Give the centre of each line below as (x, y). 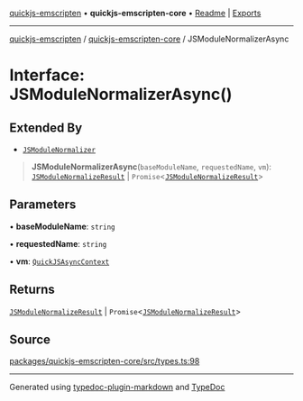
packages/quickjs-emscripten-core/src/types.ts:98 (105, 361)
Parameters (43, 205)
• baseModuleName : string (62, 226)
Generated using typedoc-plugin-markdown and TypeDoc (117, 387)
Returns (32, 290)
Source (30, 340)
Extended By (46, 128)
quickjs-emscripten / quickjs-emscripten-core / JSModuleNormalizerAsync (149, 39)
